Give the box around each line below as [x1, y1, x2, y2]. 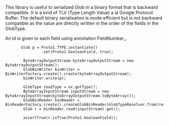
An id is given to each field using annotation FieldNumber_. [5, 35, 127, 41]
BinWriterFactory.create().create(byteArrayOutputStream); [5, 71, 132, 76]
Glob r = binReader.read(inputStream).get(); [23, 106, 121, 111]
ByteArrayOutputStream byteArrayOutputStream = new [23, 58, 134, 63]
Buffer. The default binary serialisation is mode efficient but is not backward [5, 15, 162, 21]
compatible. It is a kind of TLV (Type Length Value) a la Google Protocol [5, 10, 153, 16]
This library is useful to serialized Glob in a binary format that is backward [5, 5, 158, 10]
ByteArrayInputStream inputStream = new [23, 89, 109, 94]
